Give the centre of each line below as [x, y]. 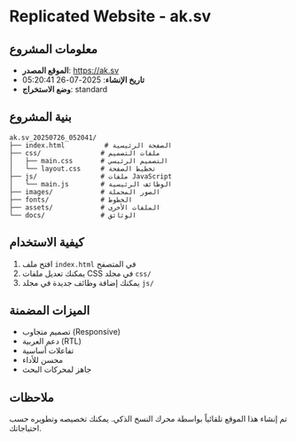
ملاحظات [32, 397]
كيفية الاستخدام [47, 243]
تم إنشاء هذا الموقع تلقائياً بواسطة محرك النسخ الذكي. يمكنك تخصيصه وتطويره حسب [148, 419]
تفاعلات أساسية [48, 351]
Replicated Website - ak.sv [110, 16]
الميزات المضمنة [50, 311]
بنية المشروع [41, 117]
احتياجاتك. [25, 429]
